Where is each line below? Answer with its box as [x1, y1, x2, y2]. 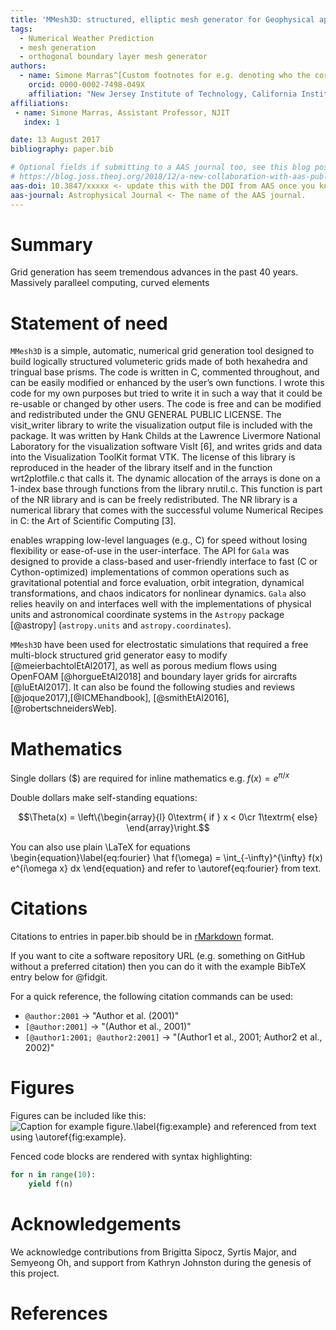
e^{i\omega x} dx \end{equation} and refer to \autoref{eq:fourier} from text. [10, 862, 322, 874]
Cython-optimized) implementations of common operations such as [10, 566, 290, 578]
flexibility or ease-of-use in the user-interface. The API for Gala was [10, 545, 290, 557]
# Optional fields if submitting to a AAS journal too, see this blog [10, 162, 311, 173]
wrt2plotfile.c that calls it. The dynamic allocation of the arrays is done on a [10, 472, 321, 485]
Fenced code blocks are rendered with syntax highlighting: [10, 1150, 253, 1162]
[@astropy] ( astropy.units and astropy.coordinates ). [10, 619, 232, 631]
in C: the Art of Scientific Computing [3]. [10, 515, 177, 527]
